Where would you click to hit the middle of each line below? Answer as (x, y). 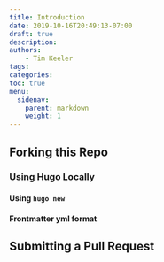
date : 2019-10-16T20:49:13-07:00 (71, 26)
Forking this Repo (59, 152)
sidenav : (33, 100)
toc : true (27, 83)
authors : (25, 50)
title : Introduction (47, 17)
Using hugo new (37, 198)
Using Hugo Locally (52, 177)
